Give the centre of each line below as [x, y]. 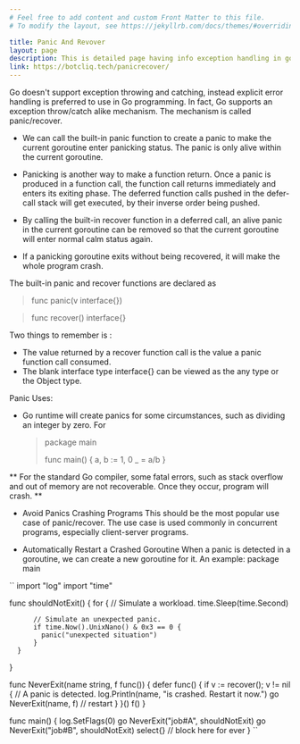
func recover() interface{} [79, 318]
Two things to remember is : [61, 335]
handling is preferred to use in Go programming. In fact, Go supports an [141, 102]
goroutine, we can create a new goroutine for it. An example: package [150, 559]
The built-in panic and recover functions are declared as [113, 283]
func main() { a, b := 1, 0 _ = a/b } [105, 460]
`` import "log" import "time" [61, 585]
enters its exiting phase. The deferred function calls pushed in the [143, 193]
